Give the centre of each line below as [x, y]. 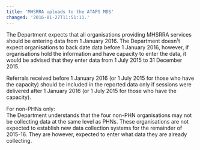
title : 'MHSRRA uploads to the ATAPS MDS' [60, 12]
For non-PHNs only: [31, 109]
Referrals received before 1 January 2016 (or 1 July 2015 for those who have [100, 78]
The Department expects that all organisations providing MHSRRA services [99, 34]
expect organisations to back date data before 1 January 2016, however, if [98, 47]
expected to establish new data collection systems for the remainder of [94, 128]
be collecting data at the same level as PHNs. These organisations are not [98, 121]
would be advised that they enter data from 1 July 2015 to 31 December [94, 60]
